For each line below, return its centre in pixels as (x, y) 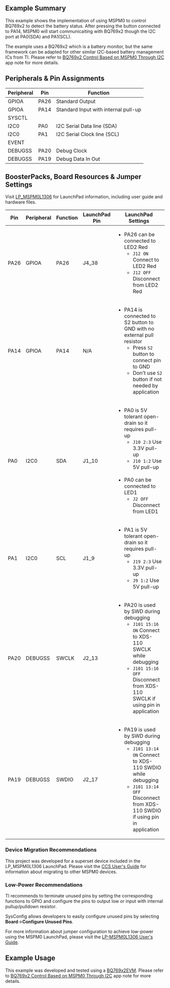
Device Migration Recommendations (51, 850)
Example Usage (30, 958)
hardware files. (21, 202)
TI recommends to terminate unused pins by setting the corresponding (79, 896)
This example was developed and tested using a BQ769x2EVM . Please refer (84, 970)
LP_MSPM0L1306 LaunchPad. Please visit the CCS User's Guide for (76, 866)
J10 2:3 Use (147, 442)
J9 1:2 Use (146, 580)
